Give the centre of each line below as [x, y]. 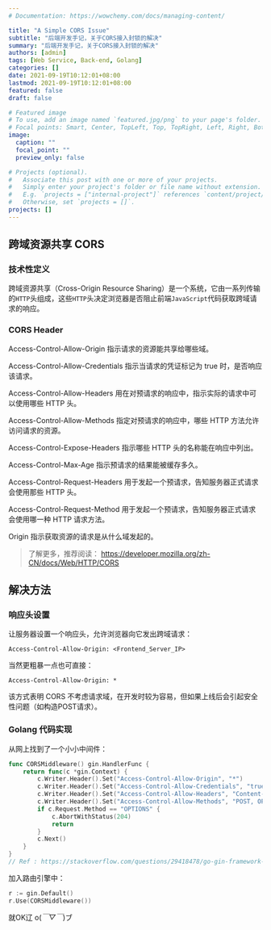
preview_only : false [50, 157]
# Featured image [38, 113]
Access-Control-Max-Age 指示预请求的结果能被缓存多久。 [105, 464]
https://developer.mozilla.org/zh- [156, 553]
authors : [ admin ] [38, 53]
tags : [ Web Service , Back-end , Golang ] [75, 61]
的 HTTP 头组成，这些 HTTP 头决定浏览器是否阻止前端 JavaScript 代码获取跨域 [129, 299]
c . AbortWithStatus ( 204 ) [91, 816]
